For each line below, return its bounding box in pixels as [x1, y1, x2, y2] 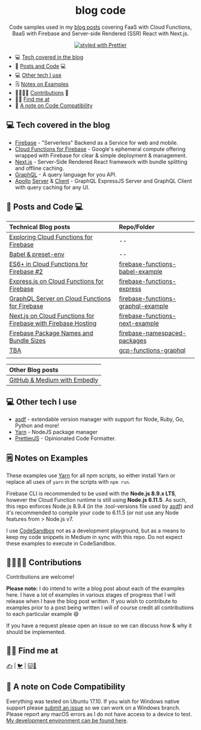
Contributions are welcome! [6, 573, 75, 580]
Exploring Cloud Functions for [9, 232, 93, 241]
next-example [118, 319, 160, 327]
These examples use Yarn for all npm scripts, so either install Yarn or [6, 472, 175, 479]
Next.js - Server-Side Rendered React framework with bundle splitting [14, 158, 187, 165]
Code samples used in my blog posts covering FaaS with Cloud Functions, [9, 23, 192, 31]
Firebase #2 [9, 267, 43, 276]
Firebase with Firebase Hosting [9, 319, 97, 327]
